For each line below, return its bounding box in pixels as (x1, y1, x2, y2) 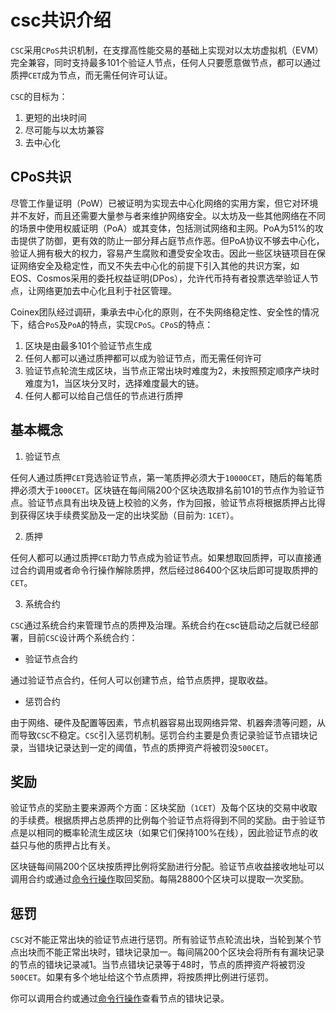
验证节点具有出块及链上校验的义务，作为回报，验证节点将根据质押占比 (27, 496, 317, 508)
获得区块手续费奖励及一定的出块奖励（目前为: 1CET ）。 (18, 509, 240, 521)
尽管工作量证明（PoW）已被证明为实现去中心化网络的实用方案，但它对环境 (10, 197, 319, 209)
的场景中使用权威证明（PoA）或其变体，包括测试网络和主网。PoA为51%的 (10, 222, 315, 234)
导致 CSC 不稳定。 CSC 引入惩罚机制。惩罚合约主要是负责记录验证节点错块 (18, 729, 309, 741)
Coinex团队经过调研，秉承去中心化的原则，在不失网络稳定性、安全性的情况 (10, 306, 320, 318)
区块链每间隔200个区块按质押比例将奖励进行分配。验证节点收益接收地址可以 (10, 861, 325, 873)
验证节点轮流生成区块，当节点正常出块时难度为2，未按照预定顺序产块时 (24, 364, 320, 376)
